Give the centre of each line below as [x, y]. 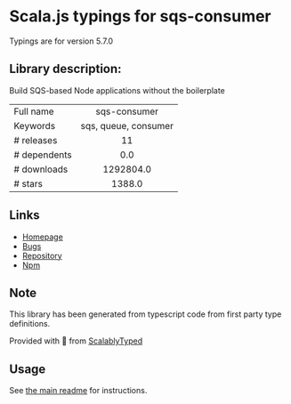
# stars [28, 183]
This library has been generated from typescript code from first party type [145, 314]
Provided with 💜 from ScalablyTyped [76, 341]
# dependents [43, 155]
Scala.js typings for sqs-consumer [140, 16]
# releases [36, 140]
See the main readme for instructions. [78, 391]
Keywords [35, 125]
